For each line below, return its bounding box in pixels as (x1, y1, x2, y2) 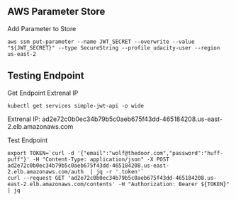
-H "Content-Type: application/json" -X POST (33, 156, 170, 163)
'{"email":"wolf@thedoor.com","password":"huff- (77, 149, 223, 156)
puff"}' (7, 156, 30, 163)
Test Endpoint (7, 136, 48, 144)
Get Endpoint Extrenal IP (7, 88, 79, 97)
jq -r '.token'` (96, 168, 144, 176)
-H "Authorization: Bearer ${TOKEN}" (118, 180, 230, 188)
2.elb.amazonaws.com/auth (7, 168, 84, 176)
